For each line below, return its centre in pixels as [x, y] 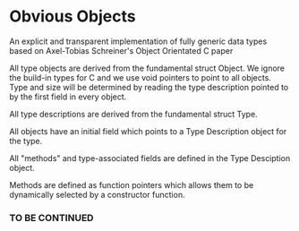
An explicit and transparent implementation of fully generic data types [138, 41]
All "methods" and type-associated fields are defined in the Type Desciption [150, 158]
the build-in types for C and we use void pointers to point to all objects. [140, 77]
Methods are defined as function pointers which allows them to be [132, 184]
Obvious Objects [73, 17]
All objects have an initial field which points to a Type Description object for [148, 131]
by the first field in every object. [68, 97]
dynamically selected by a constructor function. [97, 194]
